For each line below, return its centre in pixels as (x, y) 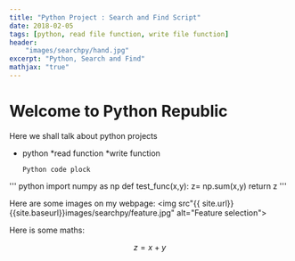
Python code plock (56, 169)
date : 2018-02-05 (41, 26)
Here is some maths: (47, 230)
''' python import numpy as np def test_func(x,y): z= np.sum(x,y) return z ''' (148, 186)
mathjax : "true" (39, 68)
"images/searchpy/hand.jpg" (77, 51)
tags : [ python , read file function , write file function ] (119, 34)
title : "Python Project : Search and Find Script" (105, 17)
